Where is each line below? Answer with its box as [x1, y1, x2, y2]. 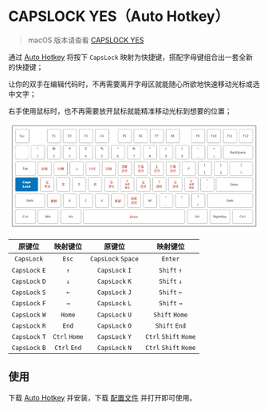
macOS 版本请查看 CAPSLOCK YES [27, 35, 144, 45]
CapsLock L [97, 300, 132, 308]
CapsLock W [11, 311, 46, 319]
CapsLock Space [90, 255, 140, 264]
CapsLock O [97, 321, 132, 330]
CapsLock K [97, 277, 132, 285]
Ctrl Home [53, 333, 84, 341]
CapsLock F [11, 300, 46, 308]
